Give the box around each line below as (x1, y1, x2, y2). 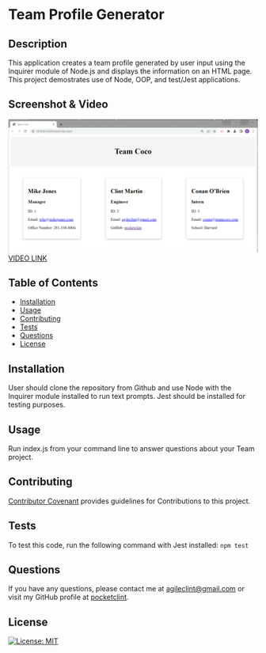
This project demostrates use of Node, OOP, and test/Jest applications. (8, 75, 241, 84)
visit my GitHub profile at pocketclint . (8, 592, 129, 602)
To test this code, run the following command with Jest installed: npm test (8, 540, 249, 549)
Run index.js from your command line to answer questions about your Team (8, 443, 255, 453)
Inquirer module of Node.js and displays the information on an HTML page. (8, 66, 253, 76)
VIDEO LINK (8, 253, 47, 263)
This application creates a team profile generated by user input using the (8, 58, 245, 67)
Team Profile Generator (8, 6, 165, 24)
